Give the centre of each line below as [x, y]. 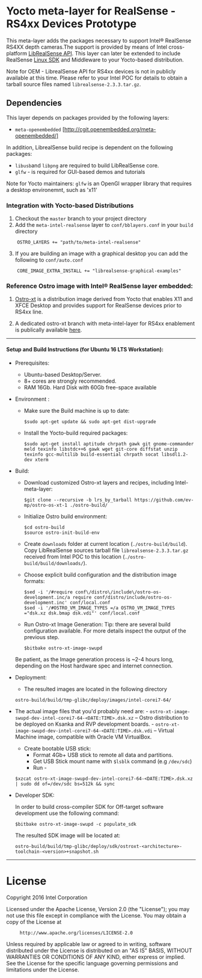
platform [17, 53]
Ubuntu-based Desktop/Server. [63, 374]
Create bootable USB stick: [57, 748]
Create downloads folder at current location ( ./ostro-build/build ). [106, 543]
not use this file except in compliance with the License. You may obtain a [96, 915]
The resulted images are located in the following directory [95, 689]
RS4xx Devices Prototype [72, 24]
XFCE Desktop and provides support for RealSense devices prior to [98, 306]
